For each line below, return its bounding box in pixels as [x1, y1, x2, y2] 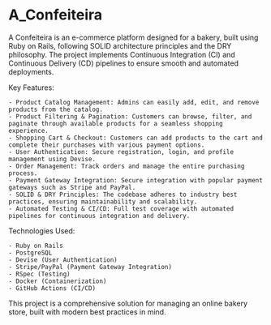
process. [8, 169, 38, 177]
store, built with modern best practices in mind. [8, 306, 166, 317]
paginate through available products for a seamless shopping [8, 119, 223, 127]
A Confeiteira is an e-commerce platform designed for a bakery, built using [8, 32, 259, 42]
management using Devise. [8, 155, 96, 163]
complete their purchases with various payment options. [8, 140, 205, 149]
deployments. [8, 66, 54, 76]
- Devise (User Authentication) [8, 255, 118, 264]
